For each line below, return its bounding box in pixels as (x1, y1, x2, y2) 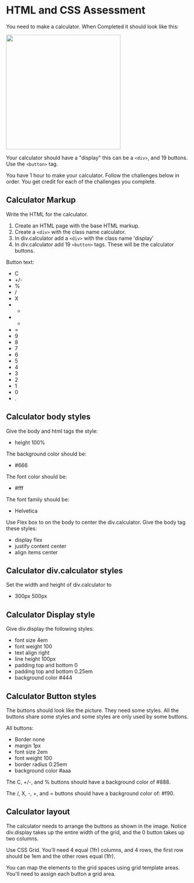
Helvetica (14, 507, 38, 514)
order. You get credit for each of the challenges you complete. (6, 178, 156, 185)
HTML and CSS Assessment (6, 4, 146, 17)
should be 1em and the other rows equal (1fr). (6, 852, 115, 859)
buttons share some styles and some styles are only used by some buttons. (6, 713, 189, 720)
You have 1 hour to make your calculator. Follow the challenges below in (6, 172, 180, 179)
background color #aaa (14, 767, 72, 774)
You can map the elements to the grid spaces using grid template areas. (6, 864, 180, 871)
